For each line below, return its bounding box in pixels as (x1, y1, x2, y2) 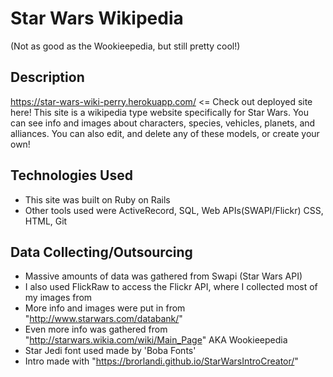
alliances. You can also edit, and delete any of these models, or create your (10, 127, 320, 139)
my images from (24, 292, 93, 304)
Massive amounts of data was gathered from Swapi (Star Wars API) (24, 270, 303, 282)
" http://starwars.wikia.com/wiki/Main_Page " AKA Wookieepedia (24, 334, 288, 346)
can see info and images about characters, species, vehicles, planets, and (10, 117, 316, 129)
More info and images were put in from (24, 302, 186, 314)
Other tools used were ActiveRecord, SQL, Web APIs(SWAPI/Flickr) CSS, (24, 204, 324, 216)
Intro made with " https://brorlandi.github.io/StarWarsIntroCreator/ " (24, 355, 299, 367)
